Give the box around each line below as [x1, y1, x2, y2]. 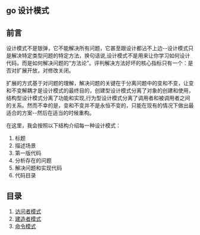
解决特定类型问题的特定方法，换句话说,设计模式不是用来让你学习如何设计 [11, 52, 190, 59]
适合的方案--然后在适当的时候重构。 [6, 109, 95, 117]
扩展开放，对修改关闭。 [16, 67, 74, 74]
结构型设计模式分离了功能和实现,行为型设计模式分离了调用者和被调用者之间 [6, 95, 190, 102]
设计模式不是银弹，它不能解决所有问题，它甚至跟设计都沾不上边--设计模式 [6, 45, 189, 52]
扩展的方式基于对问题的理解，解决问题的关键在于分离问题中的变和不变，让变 [6, 80, 194, 87]
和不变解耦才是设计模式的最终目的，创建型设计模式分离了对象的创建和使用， [6, 87, 194, 94]
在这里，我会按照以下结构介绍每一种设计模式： [6, 122, 121, 129]
